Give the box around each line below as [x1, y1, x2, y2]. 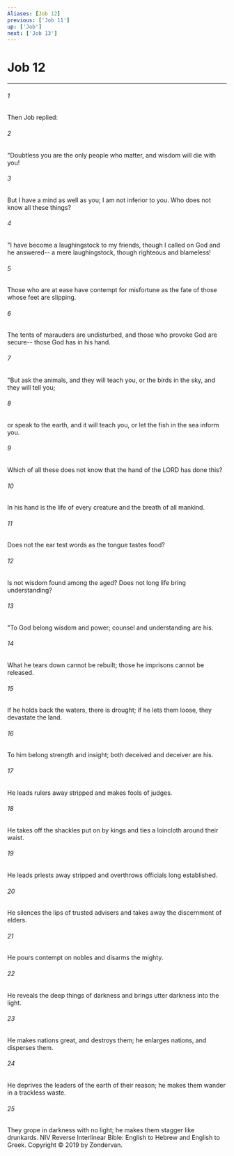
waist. [7, 833, 24, 842]
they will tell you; [7, 383, 56, 391]
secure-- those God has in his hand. [7, 338, 111, 347]
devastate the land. [7, 713, 63, 722]
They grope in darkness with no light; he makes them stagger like [7, 1126, 195, 1134]
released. [7, 669, 34, 677]
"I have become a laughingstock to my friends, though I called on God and [7, 241, 221, 249]
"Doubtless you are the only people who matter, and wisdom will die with [7, 151, 217, 159]
